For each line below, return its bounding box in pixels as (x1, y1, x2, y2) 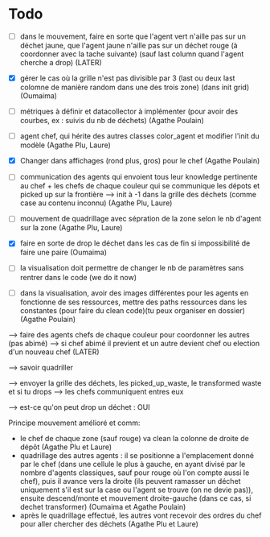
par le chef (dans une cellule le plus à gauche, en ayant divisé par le (19, 459, 246, 469)
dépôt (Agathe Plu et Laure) (19, 442, 112, 452)
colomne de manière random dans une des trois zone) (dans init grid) (19, 82, 250, 93)
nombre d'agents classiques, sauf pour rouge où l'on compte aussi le (19, 468, 250, 477)
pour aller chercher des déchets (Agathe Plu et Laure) (19, 518, 198, 528)
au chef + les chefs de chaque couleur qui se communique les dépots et (19, 181, 260, 191)
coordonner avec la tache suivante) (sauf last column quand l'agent (19, 49, 244, 59)
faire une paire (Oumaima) (19, 247, 107, 258)
